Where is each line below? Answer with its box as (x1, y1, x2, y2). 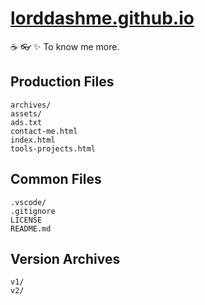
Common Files (10, 171, 102, 188)
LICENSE (10, 215, 43, 225)
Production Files (10, 73, 115, 91)
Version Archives (10, 250, 121, 267)
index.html (10, 135, 56, 145)
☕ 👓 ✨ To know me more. (10, 40, 120, 52)
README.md (10, 223, 52, 234)
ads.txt (10, 117, 43, 127)
